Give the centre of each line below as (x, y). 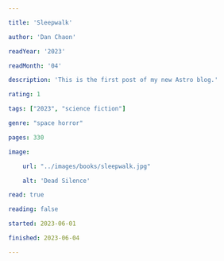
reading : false (33, 209)
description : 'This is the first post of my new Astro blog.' (113, 80)
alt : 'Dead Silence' (56, 181)
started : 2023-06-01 (42, 224)
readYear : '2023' (37, 51)
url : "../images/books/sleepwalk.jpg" (87, 166)
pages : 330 (26, 137)
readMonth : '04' (35, 66)
